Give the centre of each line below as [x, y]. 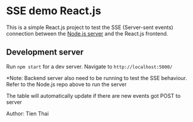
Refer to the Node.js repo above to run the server [66, 84]
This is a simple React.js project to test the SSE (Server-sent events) [90, 27]
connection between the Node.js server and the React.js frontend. [87, 33]
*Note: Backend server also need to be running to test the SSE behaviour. [97, 78]
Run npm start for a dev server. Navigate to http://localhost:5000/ [89, 66]
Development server [45, 52]
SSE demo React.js [54, 11]
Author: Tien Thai [27, 113]
